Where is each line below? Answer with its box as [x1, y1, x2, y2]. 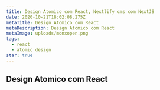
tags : [6, 36, 19, 42]
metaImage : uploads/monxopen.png [6, 31, 89, 36]
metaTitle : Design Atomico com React [6, 19, 99, 25]
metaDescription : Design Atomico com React [6, 25, 115, 31]
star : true [6, 52, 33, 58]
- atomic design [11, 47, 51, 53]
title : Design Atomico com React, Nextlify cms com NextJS [6, 8, 155, 15]
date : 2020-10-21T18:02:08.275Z [6, 14, 86, 20]
